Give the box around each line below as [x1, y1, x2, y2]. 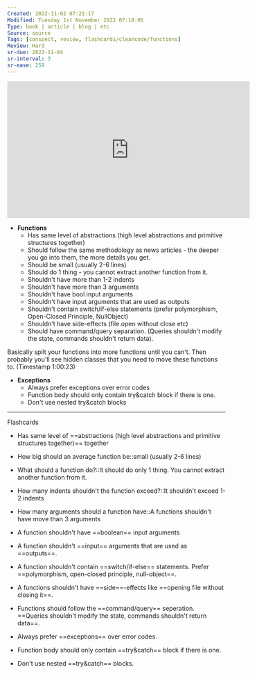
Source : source [7, 29, 51, 37]
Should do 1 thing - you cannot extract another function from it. [27, 268, 208, 276]
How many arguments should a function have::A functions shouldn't [17, 507, 211, 516]
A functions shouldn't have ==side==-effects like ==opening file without [17, 583, 224, 591]
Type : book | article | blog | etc [7, 23, 110, 30]
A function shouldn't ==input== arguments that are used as [17, 541, 188, 550]
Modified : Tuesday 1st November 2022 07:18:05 [7, 17, 144, 24]
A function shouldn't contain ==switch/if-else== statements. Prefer [17, 562, 209, 571]
